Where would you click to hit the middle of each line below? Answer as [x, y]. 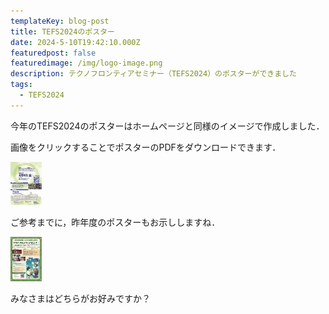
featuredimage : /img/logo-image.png [86, 63]
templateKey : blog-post [60, 21]
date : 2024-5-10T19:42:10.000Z [75, 42]
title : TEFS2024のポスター [62, 31]
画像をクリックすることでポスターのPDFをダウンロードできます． [146, 147]
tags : [21, 85]
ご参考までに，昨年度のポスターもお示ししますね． [115, 222]
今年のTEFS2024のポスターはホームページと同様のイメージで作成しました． [167, 126]
